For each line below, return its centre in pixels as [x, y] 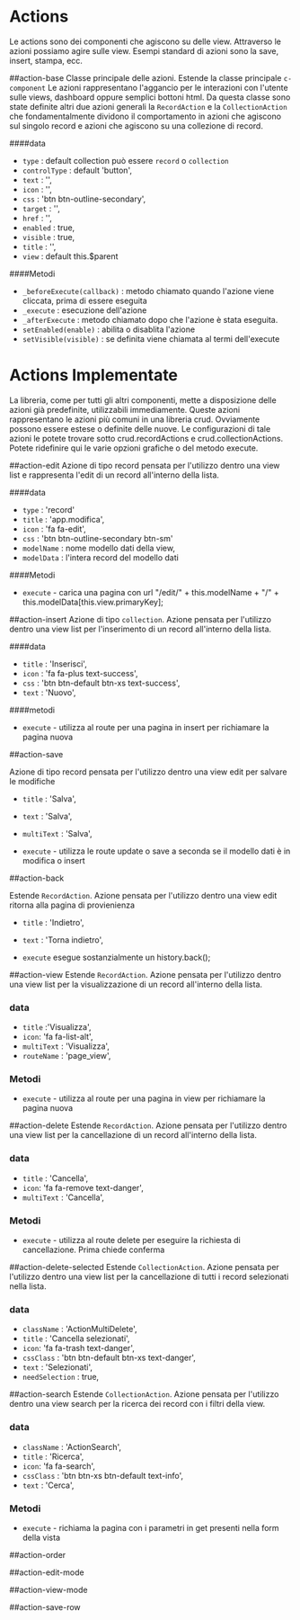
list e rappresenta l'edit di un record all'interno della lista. [115, 475]
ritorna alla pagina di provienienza [72, 905]
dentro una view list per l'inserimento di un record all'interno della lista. [141, 629]
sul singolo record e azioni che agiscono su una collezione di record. [136, 125]
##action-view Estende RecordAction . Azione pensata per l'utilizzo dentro [145, 974]
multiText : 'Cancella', [63, 1197]
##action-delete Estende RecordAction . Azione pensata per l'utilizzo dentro [148, 1125]
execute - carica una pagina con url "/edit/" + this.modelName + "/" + [151, 592]
